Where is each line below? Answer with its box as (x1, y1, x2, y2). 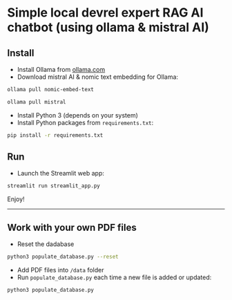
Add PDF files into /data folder (17, 266, 104, 274)
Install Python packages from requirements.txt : (17, 118, 154, 126)
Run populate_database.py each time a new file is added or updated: (17, 273, 212, 281)
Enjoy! (7, 195, 26, 203)
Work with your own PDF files (7, 221, 137, 233)
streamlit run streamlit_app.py (7, 182, 100, 189)
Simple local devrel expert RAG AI (7, 5, 204, 21)
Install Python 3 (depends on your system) (17, 111, 138, 119)
